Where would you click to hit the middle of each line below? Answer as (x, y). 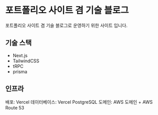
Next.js (20, 55)
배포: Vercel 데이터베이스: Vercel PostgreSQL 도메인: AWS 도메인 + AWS (79, 102)
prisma (20, 71)
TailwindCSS (26, 61)
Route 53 (15, 107)
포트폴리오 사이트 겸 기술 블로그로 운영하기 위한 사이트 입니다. (67, 25)
